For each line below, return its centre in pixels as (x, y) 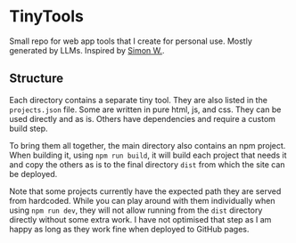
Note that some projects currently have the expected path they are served (145, 191)
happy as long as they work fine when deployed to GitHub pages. (129, 229)
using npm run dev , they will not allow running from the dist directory (136, 210)
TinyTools (47, 16)
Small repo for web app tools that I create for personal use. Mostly (131, 41)
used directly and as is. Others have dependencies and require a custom (143, 118)
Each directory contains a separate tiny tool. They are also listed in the (138, 100)
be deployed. (33, 174)
